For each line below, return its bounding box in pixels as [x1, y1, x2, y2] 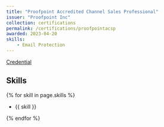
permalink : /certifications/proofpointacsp [6, 25, 116, 32]
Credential [6, 58, 32, 66]
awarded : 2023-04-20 [6, 31, 58, 37]
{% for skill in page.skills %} [6, 91, 76, 98]
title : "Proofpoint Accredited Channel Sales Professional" [6, 8, 159, 15]
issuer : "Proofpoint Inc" [6, 14, 70, 20]
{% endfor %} [6, 114, 41, 122]
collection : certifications [6, 20, 76, 26]
